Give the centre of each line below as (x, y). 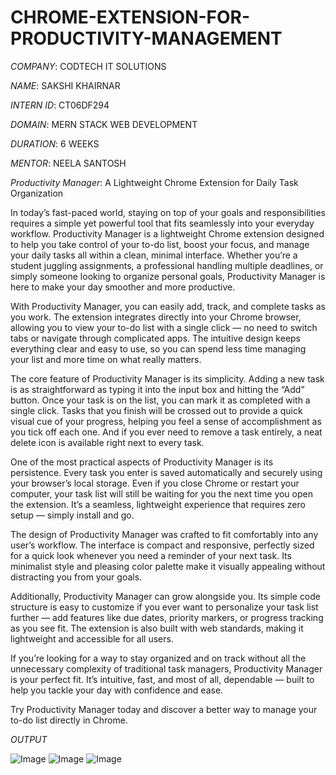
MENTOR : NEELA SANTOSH (68, 163)
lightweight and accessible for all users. (92, 638)
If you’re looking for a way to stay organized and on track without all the (158, 658)
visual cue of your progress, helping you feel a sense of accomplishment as (166, 421)
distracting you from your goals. (76, 577)
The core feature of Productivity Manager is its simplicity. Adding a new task (167, 378)
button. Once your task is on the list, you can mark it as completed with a (160, 400)
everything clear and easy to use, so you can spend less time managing (158, 348)
